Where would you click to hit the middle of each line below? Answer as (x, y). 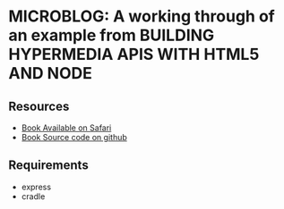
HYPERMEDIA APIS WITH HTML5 (134, 54)
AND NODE (51, 74)
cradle (33, 196)
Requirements (48, 166)
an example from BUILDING (112, 35)
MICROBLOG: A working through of (142, 17)
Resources (39, 106)
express (36, 187)
